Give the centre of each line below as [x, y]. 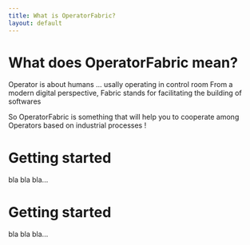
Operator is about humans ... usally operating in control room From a [121, 85]
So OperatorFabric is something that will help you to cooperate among [124, 117]
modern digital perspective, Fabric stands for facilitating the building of [125, 93]
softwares [25, 101]
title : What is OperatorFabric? [62, 16]
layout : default [35, 23]
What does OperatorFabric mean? [123, 63]
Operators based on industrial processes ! [77, 125]
